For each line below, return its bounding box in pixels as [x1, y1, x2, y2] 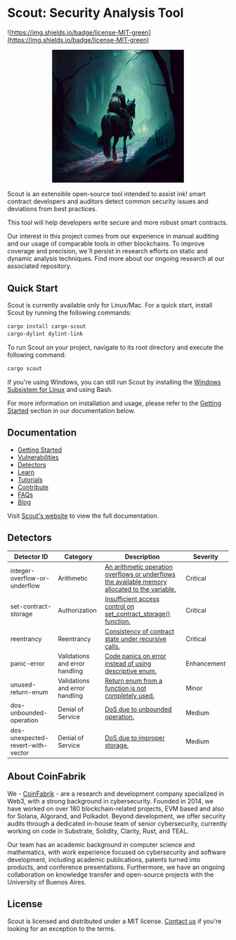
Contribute [17, 483, 49, 491]
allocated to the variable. [105, 585, 176, 594]
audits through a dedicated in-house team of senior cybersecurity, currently [7, 819, 228, 827]
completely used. [105, 692, 155, 700]
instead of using [105, 659, 152, 668]
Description [124, 552, 160, 561]
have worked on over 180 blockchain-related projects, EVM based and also [7, 804, 225, 813]
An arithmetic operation [105, 563, 173, 571]
